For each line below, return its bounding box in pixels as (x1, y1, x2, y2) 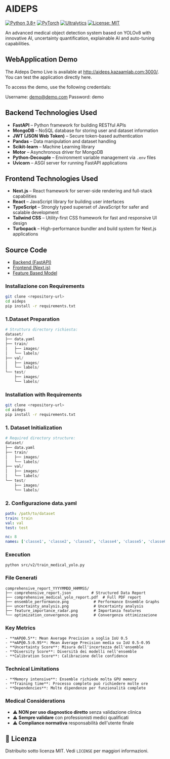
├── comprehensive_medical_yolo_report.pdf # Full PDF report (5, 595, 142, 600)
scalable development (12, 209, 59, 216)
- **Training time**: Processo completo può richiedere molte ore (5, 681, 148, 686)
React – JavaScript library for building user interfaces (12, 199, 124, 205)
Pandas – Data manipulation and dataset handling (12, 138, 116, 144)
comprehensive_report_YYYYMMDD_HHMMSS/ (5, 586, 90, 591)
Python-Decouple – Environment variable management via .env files (12, 154, 156, 160)
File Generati (5, 574, 37, 581)
